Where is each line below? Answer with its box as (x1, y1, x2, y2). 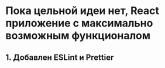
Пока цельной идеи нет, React (5, 4, 159, 18)
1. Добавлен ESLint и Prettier (5, 52, 114, 62)
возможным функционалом (5, 29, 150, 42)
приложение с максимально (5, 16, 153, 30)
